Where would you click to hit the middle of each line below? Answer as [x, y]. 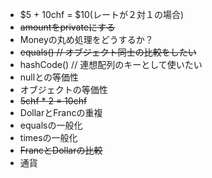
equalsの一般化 [51, 125]
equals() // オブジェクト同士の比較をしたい [108, 52]
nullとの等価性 [49, 77]
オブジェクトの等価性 [63, 89]
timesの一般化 [48, 137]
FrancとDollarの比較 [61, 150]
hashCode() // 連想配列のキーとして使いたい [111, 64]
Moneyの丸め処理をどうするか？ [86, 39]
